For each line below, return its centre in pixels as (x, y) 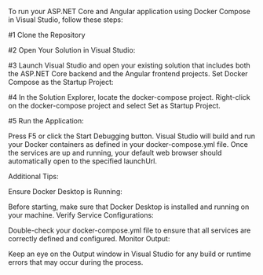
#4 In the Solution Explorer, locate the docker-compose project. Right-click (130, 97)
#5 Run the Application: (46, 121)
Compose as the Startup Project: (61, 82)
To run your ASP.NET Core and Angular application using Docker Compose (130, 11)
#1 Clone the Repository (47, 35)
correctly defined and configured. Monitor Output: (89, 238)
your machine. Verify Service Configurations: (81, 215)
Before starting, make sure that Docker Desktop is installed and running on (129, 207)
